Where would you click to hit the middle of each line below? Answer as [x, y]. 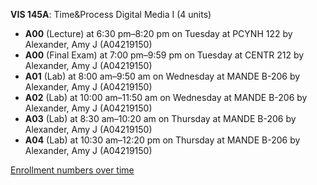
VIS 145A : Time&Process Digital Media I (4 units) [111, 14]
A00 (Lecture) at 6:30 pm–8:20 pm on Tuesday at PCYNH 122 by [158, 33]
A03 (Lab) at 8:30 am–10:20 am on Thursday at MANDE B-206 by [160, 118]
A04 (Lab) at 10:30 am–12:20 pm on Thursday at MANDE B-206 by [162, 140]
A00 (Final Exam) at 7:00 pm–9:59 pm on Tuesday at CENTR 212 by [164, 55]
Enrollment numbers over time [72, 170]
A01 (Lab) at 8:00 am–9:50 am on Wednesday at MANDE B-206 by [162, 76]
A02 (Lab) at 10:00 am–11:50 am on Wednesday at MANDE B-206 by [166, 97]
